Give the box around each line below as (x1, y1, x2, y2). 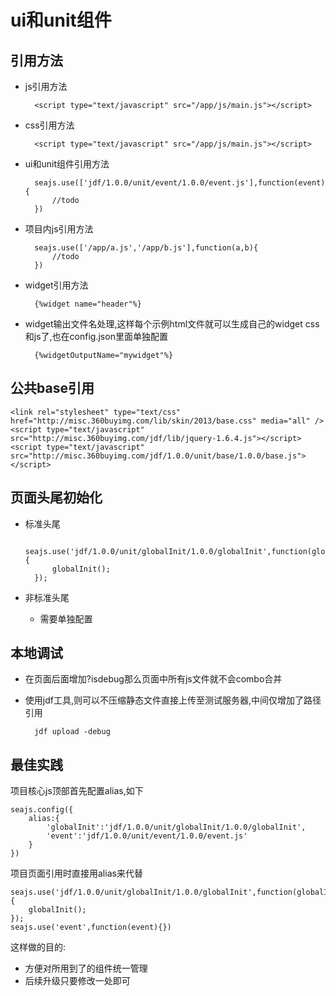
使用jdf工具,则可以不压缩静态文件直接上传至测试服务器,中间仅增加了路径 (24, 694, 322, 706)
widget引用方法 (24, 279, 89, 291)
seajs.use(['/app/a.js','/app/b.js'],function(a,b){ (34, 243, 259, 253)
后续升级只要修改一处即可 (24, 975, 131, 987)
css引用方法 (24, 119, 75, 131)
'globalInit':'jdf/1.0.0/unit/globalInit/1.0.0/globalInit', (46, 822, 307, 833)
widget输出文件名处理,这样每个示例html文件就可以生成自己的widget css (24, 318, 320, 330)
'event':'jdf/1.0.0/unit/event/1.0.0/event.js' (46, 831, 248, 841)
